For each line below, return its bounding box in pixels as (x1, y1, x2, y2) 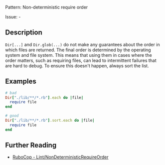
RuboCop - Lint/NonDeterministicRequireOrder (12, 154, 109, 160)
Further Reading (5, 141, 57, 150)
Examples (5, 77, 36, 86)
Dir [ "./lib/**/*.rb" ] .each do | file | (5, 95, 84, 100)
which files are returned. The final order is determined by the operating (5, 47, 151, 53)
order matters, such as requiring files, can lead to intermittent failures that (5, 57, 157, 63)
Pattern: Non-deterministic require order (5, 4, 88, 10)
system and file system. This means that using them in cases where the (5, 52, 152, 58)
